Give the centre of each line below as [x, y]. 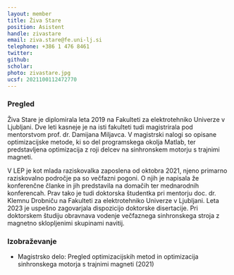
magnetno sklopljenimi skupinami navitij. [66, 223]
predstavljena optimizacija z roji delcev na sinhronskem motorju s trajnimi [113, 149]
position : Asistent [36, 27]
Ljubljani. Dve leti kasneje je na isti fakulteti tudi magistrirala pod [100, 127]
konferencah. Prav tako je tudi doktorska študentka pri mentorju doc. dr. [112, 193]
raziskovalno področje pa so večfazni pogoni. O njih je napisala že [103, 178]
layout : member [30, 14]
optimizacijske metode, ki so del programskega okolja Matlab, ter [101, 142]
